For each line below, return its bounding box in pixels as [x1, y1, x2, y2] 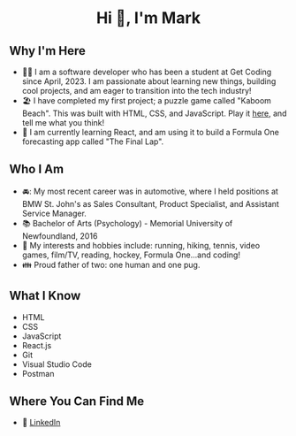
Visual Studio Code [21, 358, 93, 370]
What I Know [9, 288, 81, 303]
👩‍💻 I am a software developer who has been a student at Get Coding [21, 66, 272, 77]
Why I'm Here [9, 43, 87, 58]
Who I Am [9, 162, 65, 177]
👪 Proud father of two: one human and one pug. [21, 259, 201, 270]
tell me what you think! [21, 118, 105, 127]
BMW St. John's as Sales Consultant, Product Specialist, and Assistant [21, 198, 280, 209]
